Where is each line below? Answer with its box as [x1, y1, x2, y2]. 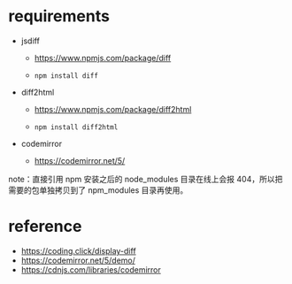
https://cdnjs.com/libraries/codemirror [20, 264, 161, 275]
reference [8, 217, 82, 236]
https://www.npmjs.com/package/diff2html [34, 104, 192, 114]
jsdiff [20, 35, 41, 46]
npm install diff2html [34, 122, 119, 132]
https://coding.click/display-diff [20, 245, 136, 256]
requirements [8, 6, 110, 27]
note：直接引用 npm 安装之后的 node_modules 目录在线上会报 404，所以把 [8, 173, 283, 184]
